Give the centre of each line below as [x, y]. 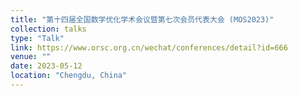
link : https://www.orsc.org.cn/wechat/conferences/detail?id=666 [149, 47]
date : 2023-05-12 [46, 66]
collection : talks [48, 29]
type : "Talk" [37, 38]
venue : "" [31, 57]
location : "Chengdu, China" [69, 76]
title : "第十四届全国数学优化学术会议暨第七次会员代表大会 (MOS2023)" [142, 19]
